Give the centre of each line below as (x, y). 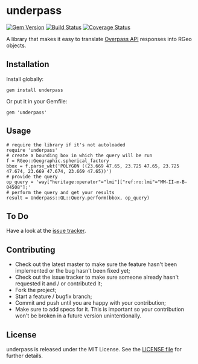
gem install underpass (35, 90)
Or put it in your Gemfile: (37, 101)
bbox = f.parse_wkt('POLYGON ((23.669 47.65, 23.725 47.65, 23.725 (93, 166)
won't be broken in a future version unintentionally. (78, 316)
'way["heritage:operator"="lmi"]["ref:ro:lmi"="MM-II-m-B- (112, 182)
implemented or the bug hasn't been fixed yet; (73, 271)
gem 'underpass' (27, 112)
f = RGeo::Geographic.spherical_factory (58, 161)
